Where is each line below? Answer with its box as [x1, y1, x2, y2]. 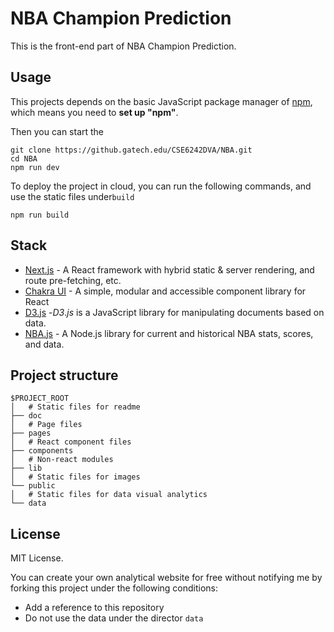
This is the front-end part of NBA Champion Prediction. [10, 40, 237, 52]
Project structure [10, 367, 119, 384]
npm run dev [10, 162, 60, 172]
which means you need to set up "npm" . [10, 106, 179, 118]
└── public [10, 481, 56, 491]
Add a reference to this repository [24, 602, 165, 614]
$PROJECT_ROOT [10, 393, 70, 404]
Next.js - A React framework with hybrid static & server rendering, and [24, 263, 315, 276]
